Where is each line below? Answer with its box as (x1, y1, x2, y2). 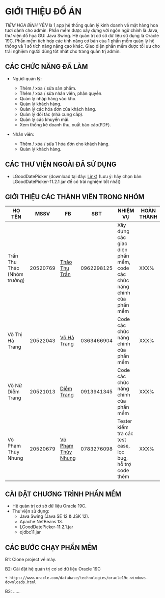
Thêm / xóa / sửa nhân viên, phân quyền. (19, 90, 103, 96)
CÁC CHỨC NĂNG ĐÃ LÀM (5, 62, 88, 71)
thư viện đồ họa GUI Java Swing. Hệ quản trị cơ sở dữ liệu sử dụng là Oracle (5, 32, 159, 38)
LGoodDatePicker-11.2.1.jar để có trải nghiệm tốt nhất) (12, 179, 121, 184)
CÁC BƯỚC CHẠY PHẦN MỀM (5, 543, 97, 552)
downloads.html (5, 580, 36, 585)
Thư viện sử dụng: (12, 508, 50, 514)
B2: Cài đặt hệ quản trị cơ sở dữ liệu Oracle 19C (5, 566, 101, 571)
